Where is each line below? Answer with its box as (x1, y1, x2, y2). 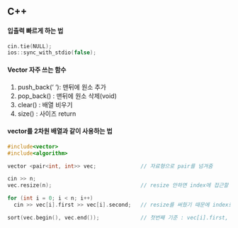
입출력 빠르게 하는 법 (7, 26, 64, 35)
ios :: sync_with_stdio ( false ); (7, 49, 97, 56)
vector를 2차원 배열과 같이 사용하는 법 (7, 127, 113, 136)
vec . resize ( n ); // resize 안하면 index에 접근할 (7, 182, 229, 189)
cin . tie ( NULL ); (7, 43, 52, 50)
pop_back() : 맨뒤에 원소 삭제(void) (17, 92, 117, 100)
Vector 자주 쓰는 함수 (7, 65, 67, 74)
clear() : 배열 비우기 (17, 100, 73, 109)
